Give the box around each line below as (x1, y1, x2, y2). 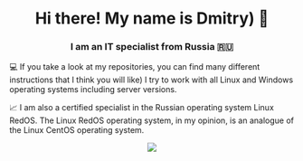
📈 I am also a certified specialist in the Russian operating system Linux (9, 102, 274, 113)
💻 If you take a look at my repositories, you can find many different (9, 62, 260, 72)
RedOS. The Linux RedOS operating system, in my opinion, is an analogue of (9, 115, 294, 126)
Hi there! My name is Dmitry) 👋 (34, 8, 270, 29)
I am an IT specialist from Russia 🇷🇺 (70, 41, 233, 53)
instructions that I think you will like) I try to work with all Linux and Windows (9, 74, 294, 85)
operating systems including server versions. (9, 84, 177, 95)
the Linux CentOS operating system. (9, 125, 145, 136)
